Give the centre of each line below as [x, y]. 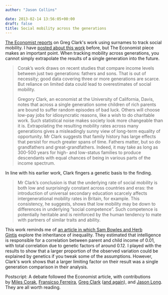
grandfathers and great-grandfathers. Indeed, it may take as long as [88, 147]
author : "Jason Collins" [31, 10]
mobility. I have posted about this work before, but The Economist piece [79, 48]
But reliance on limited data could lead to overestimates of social [84, 84]
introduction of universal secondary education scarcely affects [82, 193]
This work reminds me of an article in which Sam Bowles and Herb [74, 230]
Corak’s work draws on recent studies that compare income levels [86, 68]
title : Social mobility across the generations [56, 28]
